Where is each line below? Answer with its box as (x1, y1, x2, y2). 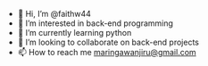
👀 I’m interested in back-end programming (17, 18, 174, 29)
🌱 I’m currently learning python (17, 28, 132, 37)
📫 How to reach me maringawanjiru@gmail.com (17, 47, 196, 57)
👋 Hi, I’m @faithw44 (17, 9, 92, 19)
